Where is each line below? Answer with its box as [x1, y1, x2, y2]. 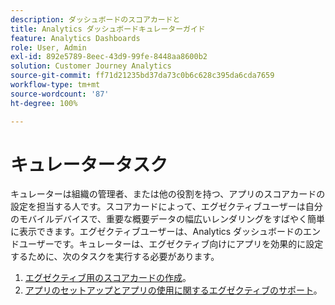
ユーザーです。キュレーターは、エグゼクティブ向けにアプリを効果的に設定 [18, 238, 324, 250]
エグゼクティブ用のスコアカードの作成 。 [24, 272, 192, 284]
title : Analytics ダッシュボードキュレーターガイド [10, 24, 206, 34]
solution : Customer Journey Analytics [10, 61, 172, 71]
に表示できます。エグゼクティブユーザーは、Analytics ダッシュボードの [10, 226, 304, 238]
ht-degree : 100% [10, 98, 78, 108]
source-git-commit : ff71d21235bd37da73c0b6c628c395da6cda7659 [10, 71, 275, 81]
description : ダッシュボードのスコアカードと [10, 14, 181, 25]
